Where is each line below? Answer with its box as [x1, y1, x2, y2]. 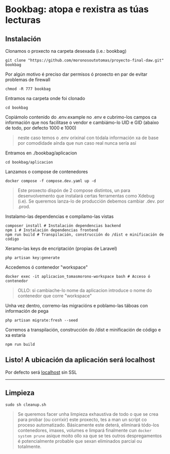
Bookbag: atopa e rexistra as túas [5, 4, 149, 15]
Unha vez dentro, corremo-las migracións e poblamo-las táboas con [5, 303, 148, 308]
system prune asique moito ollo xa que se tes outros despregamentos [17, 433, 162, 439]
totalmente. [17, 443, 41, 449]
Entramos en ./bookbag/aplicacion [5, 150, 77, 156]
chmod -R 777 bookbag [5, 86, 51, 91]
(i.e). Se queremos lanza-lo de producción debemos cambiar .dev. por [17, 198, 164, 204]
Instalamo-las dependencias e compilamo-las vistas [5, 213, 114, 219]
